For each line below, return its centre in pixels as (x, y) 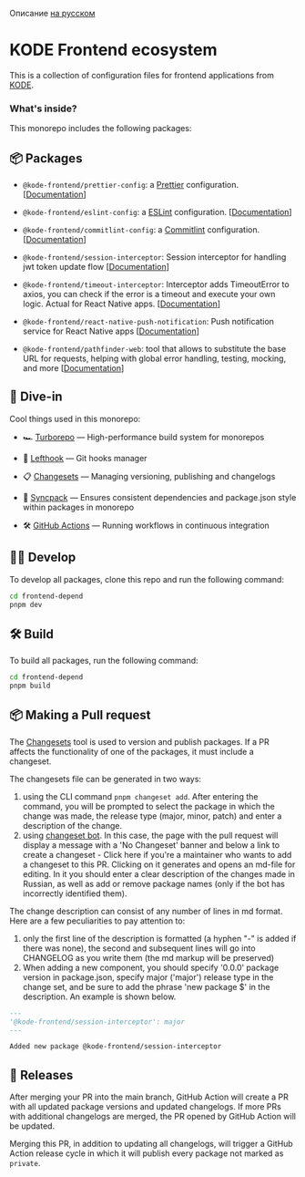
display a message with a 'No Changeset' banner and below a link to (151, 845)
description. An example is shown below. (99, 996)
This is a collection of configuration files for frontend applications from (142, 75)
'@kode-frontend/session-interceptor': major (97, 1022)
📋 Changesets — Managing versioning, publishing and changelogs (149, 476)
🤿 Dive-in (36, 397)
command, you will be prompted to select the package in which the (148, 806)
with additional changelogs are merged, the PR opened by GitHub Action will (152, 1117)
